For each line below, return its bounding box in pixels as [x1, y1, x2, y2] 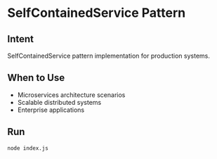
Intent [7, 33, 34, 45]
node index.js [7, 144, 49, 152]
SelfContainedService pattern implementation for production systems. [7, 51, 211, 60]
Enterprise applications [17, 106, 85, 114]
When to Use [7, 72, 65, 84]
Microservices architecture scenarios [17, 90, 126, 99]
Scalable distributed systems [17, 98, 102, 106]
